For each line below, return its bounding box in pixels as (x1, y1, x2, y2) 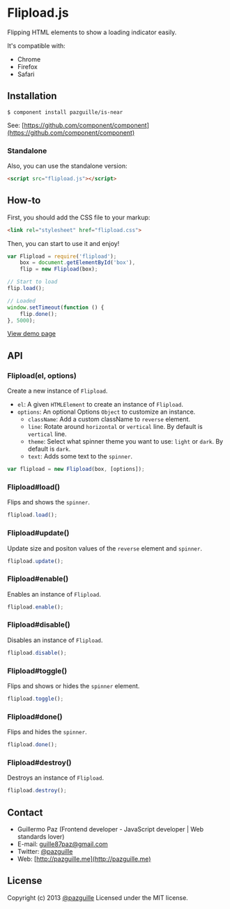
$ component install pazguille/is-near (7, 108, 123, 116)
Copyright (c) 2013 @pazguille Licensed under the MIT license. (7, 893, 188, 902)
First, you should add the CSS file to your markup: (7, 213, 151, 221)
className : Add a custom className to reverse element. (27, 415, 190, 423)
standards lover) (17, 833, 65, 841)
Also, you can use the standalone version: (7, 162, 128, 170)
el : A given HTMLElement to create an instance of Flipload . (17, 400, 183, 409)
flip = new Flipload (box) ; (20, 266, 98, 273)
